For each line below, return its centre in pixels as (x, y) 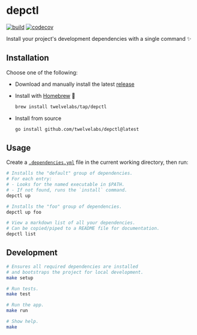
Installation (28, 58)
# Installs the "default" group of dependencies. (70, 174)
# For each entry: (29, 179)
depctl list (21, 234)
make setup (20, 278)
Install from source (38, 118)
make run (17, 311)
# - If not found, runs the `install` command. (67, 190)
